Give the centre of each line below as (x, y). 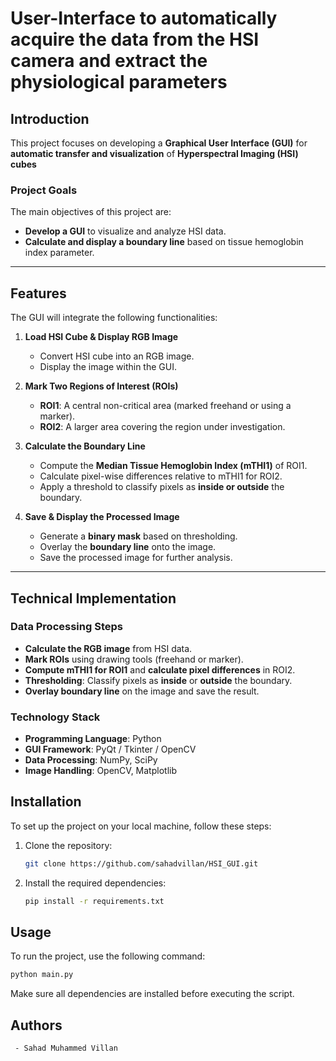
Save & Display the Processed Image (102, 517)
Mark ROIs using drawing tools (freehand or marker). (134, 659)
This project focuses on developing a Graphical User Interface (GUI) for (159, 143)
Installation (46, 802)
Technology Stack (55, 717)
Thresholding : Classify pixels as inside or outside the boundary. (158, 680)
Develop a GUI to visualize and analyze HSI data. (125, 231)
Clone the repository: (68, 845)
